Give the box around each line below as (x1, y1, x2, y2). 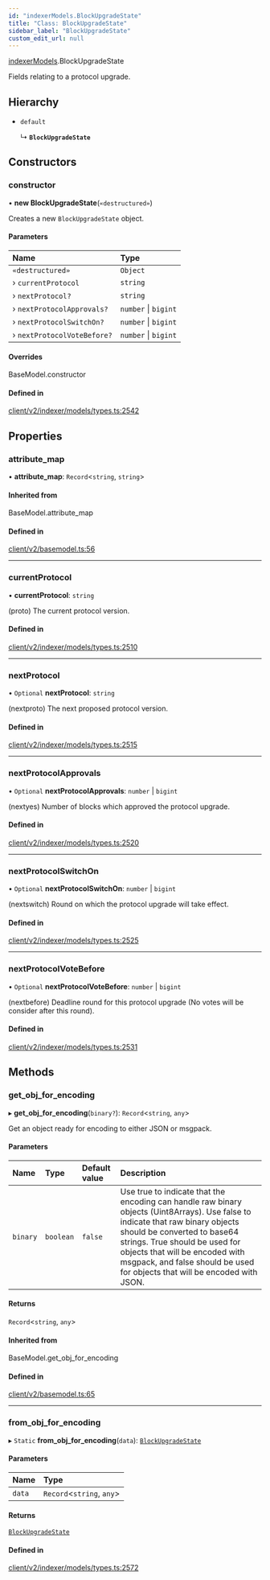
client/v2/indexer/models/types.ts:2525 (8, 935, 139, 946)
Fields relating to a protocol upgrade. (8, 72, 131, 81)
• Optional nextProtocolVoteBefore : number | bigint (8, 981, 182, 991)
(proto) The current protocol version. (8, 605, 130, 616)
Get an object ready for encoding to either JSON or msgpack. (8, 1124, 212, 1133)
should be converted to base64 (120, 1226, 239, 1237)
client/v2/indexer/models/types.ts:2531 (8, 1042, 138, 1051)
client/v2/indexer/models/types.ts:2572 (8, 1563, 139, 1573)
